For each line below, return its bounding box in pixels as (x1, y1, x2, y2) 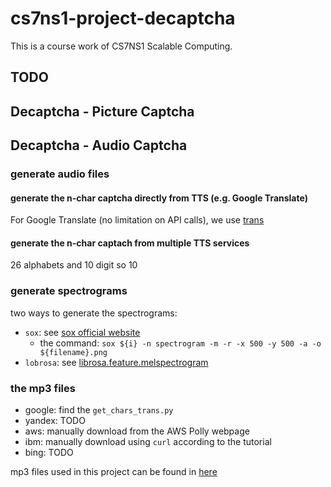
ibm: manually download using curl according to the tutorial (24, 436, 272, 448)
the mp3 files (10, 381, 76, 395)
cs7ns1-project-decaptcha (10, 7, 236, 30)
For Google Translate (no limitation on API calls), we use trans (10, 214, 265, 226)
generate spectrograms (10, 284, 128, 298)
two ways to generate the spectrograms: (10, 307, 178, 319)
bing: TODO (24, 447, 74, 459)
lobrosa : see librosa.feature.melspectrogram (24, 356, 209, 368)
